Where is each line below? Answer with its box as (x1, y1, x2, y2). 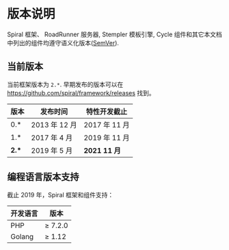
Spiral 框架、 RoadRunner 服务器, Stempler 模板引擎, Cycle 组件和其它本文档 (7, 30, 222, 38)
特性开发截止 (85, 107, 128, 116)
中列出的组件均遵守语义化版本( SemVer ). (7, 38, 120, 47)
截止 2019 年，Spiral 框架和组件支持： (7, 190, 114, 199)
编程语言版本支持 (7, 171, 79, 183)
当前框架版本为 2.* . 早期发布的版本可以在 (7, 80, 124, 88)
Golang (10, 232, 34, 241)
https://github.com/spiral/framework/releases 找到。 (7, 88, 155, 97)
